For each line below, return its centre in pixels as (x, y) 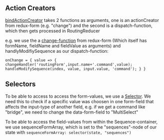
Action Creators (30, 8)
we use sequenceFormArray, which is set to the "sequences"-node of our (81, 127)
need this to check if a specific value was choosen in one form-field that (80, 101)
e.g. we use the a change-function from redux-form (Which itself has (76, 40)
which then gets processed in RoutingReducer (53, 31)
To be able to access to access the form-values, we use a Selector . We (78, 96)
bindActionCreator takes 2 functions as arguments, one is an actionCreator (82, 20)
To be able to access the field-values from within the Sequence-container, (82, 122)
